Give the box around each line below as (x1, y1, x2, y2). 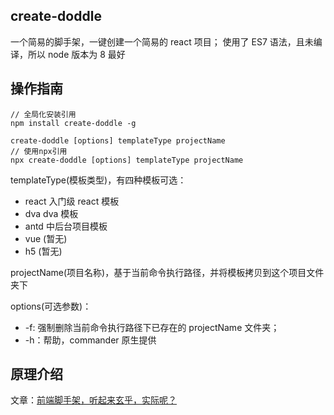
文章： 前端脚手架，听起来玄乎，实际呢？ (10, 394, 177, 406)
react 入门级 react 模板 (24, 195, 120, 207)
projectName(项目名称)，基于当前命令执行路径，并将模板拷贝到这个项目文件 (10, 266, 325, 278)
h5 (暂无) (24, 245, 63, 257)
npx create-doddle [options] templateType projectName (10, 155, 244, 165)
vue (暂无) (24, 232, 68, 244)
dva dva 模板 (24, 207, 79, 219)
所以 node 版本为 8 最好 (27, 48, 126, 60)
